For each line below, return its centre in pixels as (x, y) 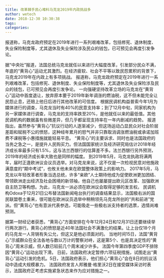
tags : (10, 23)
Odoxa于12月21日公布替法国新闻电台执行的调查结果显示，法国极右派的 (80, 193)
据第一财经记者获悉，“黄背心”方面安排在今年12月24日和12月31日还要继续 (78, 222)
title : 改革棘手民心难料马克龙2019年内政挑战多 (48, 10)
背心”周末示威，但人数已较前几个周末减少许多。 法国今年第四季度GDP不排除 (82, 246)
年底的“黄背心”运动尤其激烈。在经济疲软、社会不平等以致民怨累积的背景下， (82, 71)
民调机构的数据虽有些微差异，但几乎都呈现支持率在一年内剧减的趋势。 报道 (81, 120)
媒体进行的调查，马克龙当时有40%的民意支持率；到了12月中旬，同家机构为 (81, 107)
